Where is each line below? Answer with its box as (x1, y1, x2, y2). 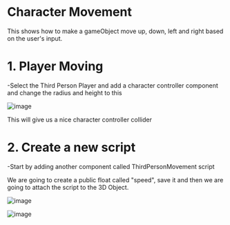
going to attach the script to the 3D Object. (7, 183, 129, 191)
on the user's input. (7, 34, 63, 42)
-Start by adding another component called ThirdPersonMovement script (7, 162, 215, 170)
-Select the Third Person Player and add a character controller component (7, 81, 219, 90)
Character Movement (7, 4, 133, 20)
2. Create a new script (7, 139, 136, 155)
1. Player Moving (7, 59, 104, 75)
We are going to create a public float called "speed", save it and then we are (7, 175, 224, 184)
